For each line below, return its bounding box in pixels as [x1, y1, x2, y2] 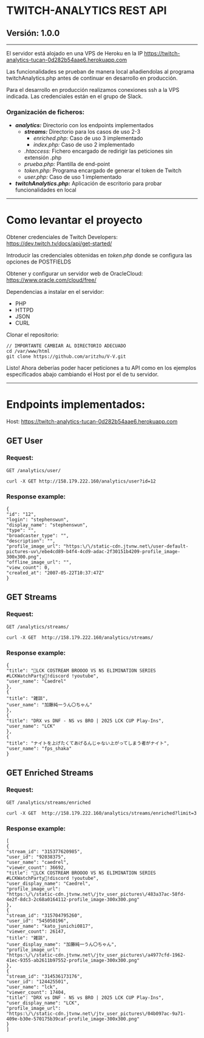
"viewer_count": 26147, [6, 928, 67, 935]
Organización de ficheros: [6, 108, 85, 116]
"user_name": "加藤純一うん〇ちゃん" [6, 702, 93, 708]
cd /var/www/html [6, 348, 50, 355]
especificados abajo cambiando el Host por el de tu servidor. [6, 371, 159, 378]
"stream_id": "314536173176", [6, 974, 83, 980]
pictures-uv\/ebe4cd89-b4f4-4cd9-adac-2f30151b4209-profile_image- [6, 549, 181, 555]
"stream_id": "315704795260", [6, 913, 83, 919]
